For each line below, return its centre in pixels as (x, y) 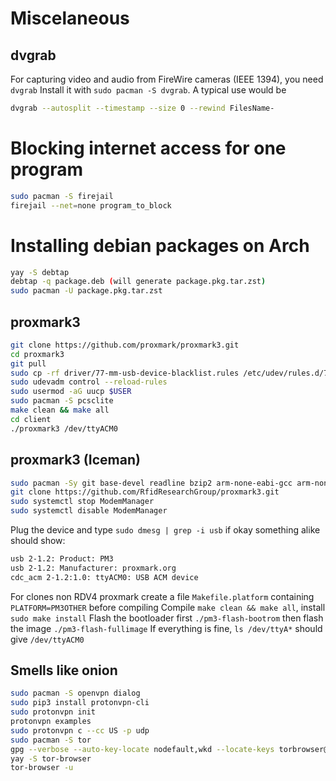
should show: (38, 540)
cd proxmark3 (37, 354)
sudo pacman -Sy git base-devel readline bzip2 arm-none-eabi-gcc (151, 483)
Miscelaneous (70, 18)
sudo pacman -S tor (51, 740)
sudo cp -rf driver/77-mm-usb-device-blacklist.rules (125, 373)
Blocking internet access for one (148, 148)
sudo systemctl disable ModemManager (89, 511)
